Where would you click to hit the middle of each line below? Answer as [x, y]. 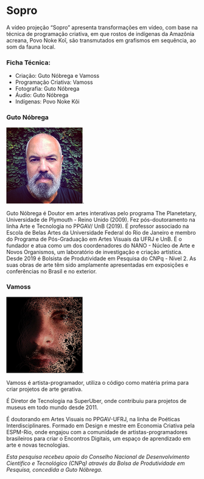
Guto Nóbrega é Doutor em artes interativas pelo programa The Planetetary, [101, 213]
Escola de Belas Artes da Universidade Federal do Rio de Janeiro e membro [101, 232]
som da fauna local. [31, 47]
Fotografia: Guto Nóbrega [47, 89]
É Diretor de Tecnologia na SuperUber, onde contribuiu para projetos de [97, 401]
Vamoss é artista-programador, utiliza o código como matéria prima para [97, 382]
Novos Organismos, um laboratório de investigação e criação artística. [94, 252]
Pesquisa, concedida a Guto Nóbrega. [55, 469]
